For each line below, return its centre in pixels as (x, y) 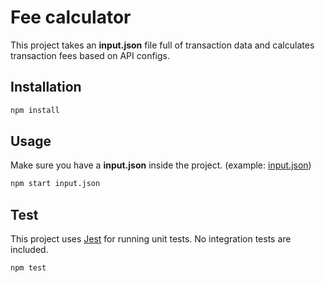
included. (29, 250)
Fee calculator (71, 17)
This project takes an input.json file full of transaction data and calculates (162, 45)
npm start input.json (55, 184)
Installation (46, 87)
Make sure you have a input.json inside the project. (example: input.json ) (161, 165)
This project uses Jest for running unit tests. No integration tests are (151, 239)
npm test (28, 268)
